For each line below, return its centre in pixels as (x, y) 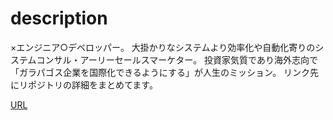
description (59, 18)
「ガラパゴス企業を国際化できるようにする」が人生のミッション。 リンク (160, 72)
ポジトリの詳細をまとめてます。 (92, 84)
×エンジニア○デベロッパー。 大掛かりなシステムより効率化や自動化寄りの (163, 47)
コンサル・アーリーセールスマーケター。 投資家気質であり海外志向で (177, 59)
